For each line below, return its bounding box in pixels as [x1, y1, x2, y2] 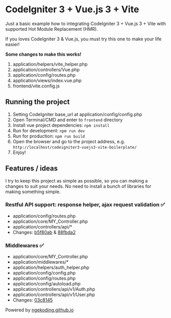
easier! [5, 41, 20, 47]
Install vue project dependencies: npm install [12, 122, 110, 128]
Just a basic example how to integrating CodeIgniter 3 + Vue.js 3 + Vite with [5, 20, 166, 27]
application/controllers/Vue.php [12, 66, 80, 73]
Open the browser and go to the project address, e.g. [12, 138, 125, 144]
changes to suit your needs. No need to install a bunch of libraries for [5, 183, 152, 189]
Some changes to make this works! [5, 51, 82, 57]
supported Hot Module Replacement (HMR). [5, 26, 98, 32]
